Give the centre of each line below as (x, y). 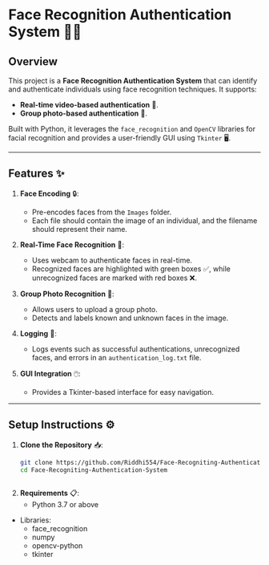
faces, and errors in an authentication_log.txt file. (116, 357)
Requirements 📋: (50, 493)
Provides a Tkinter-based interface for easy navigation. (123, 392)
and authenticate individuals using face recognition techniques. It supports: (133, 89)
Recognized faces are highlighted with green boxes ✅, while (131, 268)
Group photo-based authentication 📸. (84, 113)
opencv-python (57, 546)
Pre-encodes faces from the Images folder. (102, 212)
